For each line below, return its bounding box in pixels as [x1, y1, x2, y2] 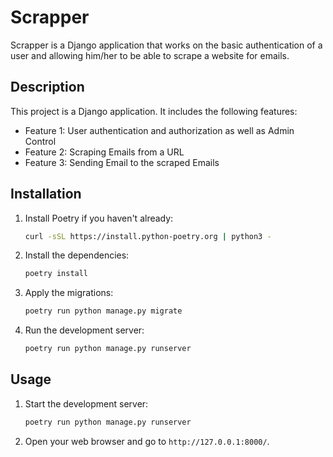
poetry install [24, 269, 89, 279]
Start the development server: [24, 397, 149, 410]
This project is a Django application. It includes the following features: [10, 105, 298, 117]
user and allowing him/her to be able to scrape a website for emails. [10, 49, 290, 61]
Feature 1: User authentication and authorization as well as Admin [24, 124, 295, 136]
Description [10, 79, 85, 96]
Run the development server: [24, 324, 145, 336]
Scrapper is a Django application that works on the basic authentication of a [10, 39, 323, 51]
